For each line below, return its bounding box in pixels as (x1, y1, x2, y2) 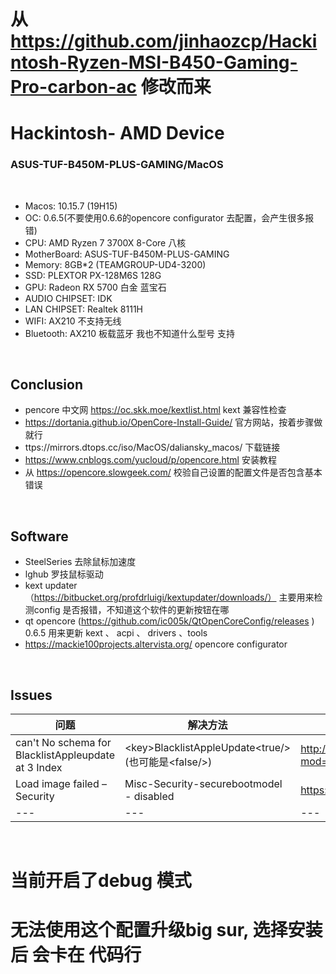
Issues (10, 686, 53, 704)
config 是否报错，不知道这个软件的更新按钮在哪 (33, 604, 230, 616)
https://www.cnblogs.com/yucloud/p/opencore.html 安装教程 (24, 454, 277, 466)
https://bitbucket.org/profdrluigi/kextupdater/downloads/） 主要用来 (33, 591, 315, 604)
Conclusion (10, 376, 84, 394)
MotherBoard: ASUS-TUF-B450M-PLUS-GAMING (24, 248, 230, 260)
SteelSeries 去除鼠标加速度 (24, 556, 137, 568)
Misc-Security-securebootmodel (124, 777, 283, 791)
